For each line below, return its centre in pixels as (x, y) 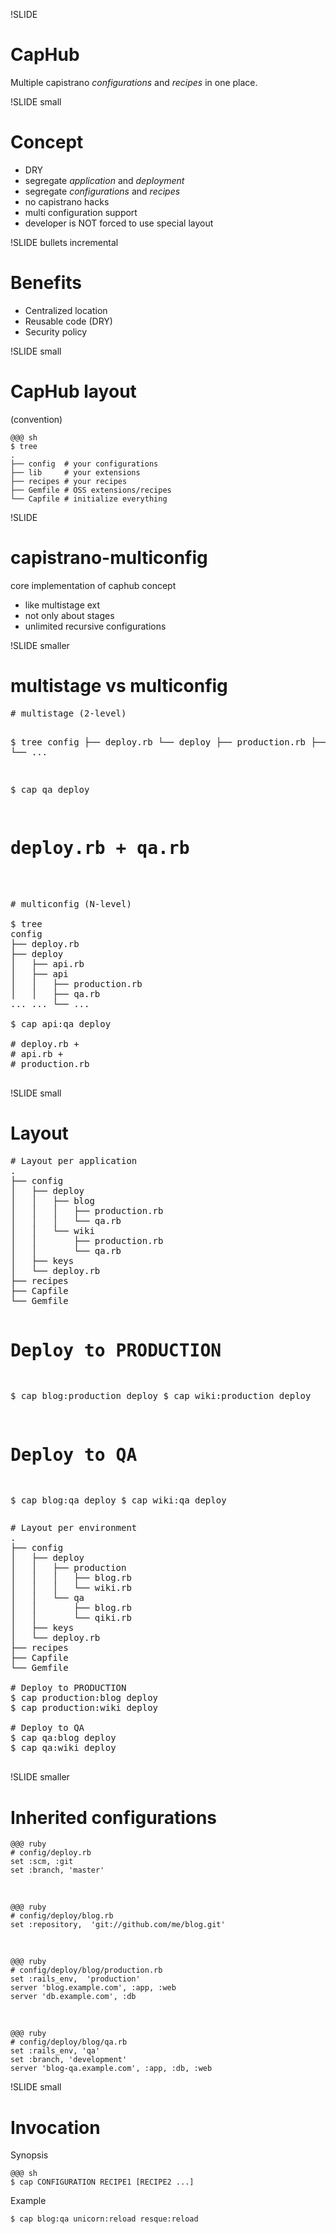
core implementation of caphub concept (93, 585)
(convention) (36, 419)
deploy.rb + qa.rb (100, 848)
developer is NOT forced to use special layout (119, 223)
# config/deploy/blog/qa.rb (69, 2042)
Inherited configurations (114, 1817)
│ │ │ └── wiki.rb (71, 1588)
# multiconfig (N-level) (71, 903)
